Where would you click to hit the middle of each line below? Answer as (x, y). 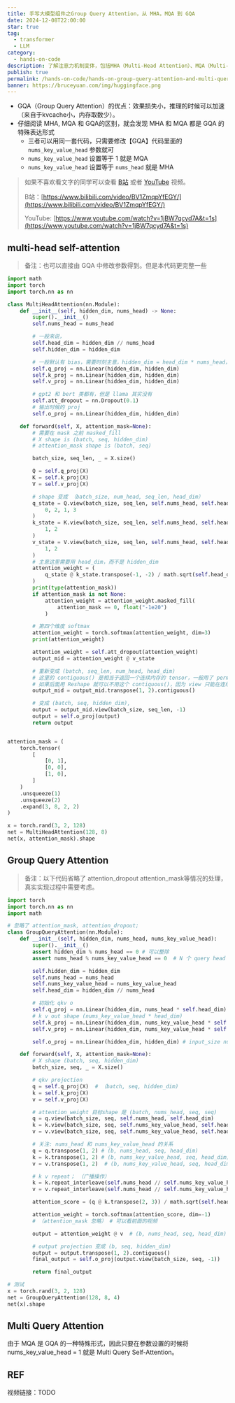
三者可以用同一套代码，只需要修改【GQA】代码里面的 (105, 141)
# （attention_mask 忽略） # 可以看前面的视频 (95, 1221)
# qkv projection (57, 1080)
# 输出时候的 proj (56, 407)
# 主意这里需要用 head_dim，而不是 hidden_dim (95, 562)
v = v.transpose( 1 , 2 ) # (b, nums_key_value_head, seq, (117, 1164)
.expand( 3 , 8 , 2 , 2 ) (50, 806)
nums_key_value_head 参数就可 (71, 150)
